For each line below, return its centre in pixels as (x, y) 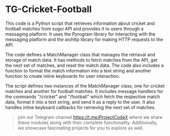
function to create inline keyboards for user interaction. (63, 76)
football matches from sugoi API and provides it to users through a (74, 28)
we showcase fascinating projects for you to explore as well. (81, 128)
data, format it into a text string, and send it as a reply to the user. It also (80, 102)
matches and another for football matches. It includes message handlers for (84, 91)
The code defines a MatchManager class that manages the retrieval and (80, 55)
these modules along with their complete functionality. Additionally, (88, 122)
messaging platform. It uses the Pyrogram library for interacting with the (80, 34)
